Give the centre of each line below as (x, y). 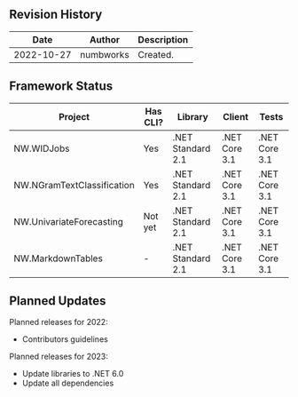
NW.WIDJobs (42, 148)
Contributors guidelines (65, 339)
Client (236, 116)
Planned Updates (58, 301)
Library (192, 116)
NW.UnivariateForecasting (69, 221)
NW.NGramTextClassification (74, 185)
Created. (156, 54)
